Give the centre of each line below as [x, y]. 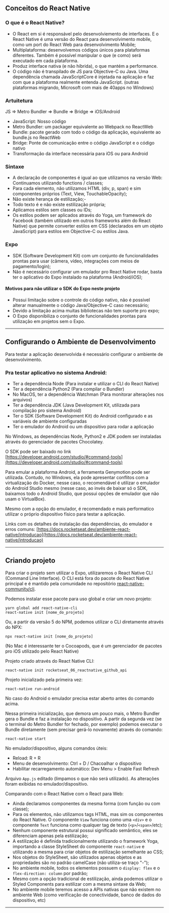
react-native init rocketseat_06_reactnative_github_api [66, 670]
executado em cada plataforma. [46, 61]
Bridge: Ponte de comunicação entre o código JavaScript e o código [83, 143]
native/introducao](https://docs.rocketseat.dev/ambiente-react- [71, 534]
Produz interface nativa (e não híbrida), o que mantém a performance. [85, 66]
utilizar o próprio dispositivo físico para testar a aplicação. [65, 514]
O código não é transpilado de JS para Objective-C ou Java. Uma [80, 71]
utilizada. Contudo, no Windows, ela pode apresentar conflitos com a [77, 477]
